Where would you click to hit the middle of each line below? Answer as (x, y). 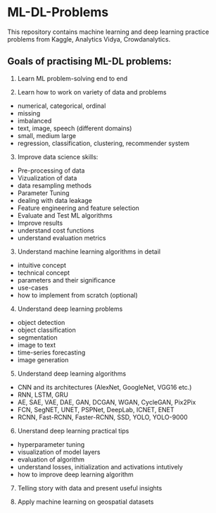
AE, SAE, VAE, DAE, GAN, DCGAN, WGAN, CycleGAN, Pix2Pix (107, 402)
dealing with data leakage (55, 200)
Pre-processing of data (51, 171)
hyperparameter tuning (51, 444)
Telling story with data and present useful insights (90, 488)
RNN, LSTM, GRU (43, 395)
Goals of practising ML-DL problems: (90, 62)
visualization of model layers (59, 452)
